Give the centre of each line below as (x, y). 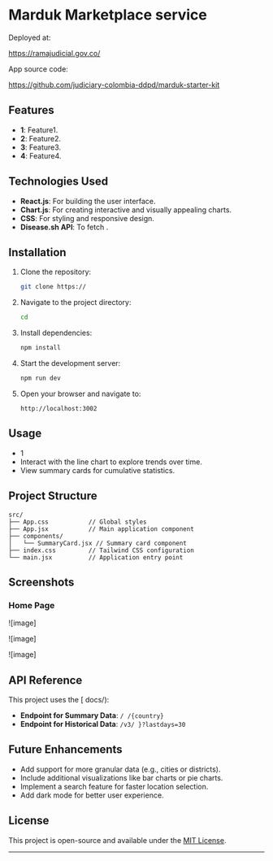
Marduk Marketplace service (108, 15)
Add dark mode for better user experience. (92, 795)
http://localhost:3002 (58, 408)
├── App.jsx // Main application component (102, 529)
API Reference (45, 680)
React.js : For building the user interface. (88, 201)
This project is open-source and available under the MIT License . (117, 840)
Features (31, 110)
